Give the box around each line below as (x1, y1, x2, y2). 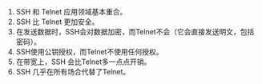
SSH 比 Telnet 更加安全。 (15, 17, 99, 26)
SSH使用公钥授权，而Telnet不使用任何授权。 (15, 47, 163, 56)
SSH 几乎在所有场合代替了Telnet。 (15, 67, 131, 76)
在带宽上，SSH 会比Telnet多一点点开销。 (15, 57, 151, 66)
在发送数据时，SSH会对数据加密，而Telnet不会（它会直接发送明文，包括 (15, 27, 255, 36)
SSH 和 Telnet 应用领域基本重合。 (15, 7, 127, 16)
